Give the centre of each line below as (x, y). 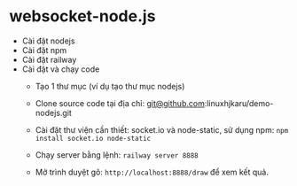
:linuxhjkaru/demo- (239, 103)
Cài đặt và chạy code (61, 69)
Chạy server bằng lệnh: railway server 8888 (117, 155)
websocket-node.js (82, 16)
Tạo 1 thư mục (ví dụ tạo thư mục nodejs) (110, 86)
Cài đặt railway (49, 59)
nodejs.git (54, 112)
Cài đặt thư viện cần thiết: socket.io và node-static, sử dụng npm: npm (162, 129)
